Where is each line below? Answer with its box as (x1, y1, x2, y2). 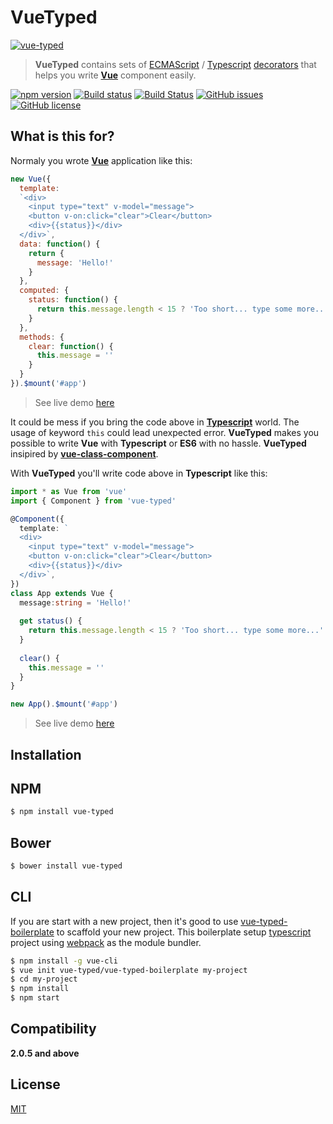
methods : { (19, 332, 65, 342)
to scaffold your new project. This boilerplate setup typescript (56, 926, 312, 938)
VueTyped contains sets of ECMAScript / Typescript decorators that (34, 58, 317, 70)
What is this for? (10, 128, 115, 145)
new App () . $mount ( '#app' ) (10, 699, 118, 710)
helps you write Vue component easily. (34, 69, 197, 81)
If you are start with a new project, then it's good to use (10, 915, 239, 927)
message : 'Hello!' (36, 257, 114, 268)
